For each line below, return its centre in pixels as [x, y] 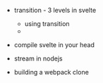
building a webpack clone [51, 72]
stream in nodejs [38, 58]
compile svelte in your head [54, 45]
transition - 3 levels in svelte [55, 10]
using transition [47, 24]
